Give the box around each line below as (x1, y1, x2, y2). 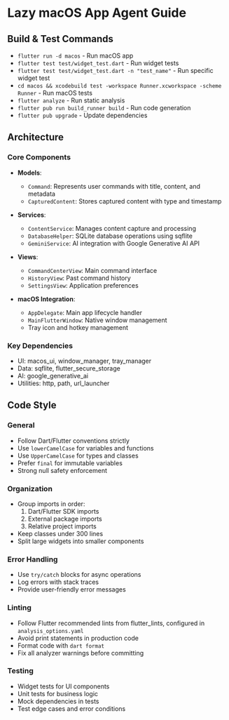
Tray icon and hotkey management (27, 323, 128, 331)
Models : (17, 168, 42, 177)
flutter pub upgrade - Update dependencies (17, 111, 148, 119)
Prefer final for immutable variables (17, 458, 123, 467)
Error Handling (7, 554, 58, 564)
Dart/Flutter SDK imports (27, 507, 99, 515)
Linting (7, 603, 32, 613)
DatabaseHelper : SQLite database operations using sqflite (27, 232, 193, 240)
